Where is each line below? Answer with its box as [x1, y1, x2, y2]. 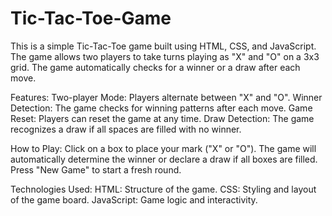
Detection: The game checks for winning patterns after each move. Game [10, 102, 313, 114]
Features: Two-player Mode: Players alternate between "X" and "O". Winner [10, 91, 323, 103]
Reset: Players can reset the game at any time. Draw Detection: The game [10, 112, 315, 124]
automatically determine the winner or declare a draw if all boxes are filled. [10, 153, 318, 165]
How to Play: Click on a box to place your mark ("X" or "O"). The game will [10, 142, 317, 154]
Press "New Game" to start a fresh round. [10, 163, 182, 176]
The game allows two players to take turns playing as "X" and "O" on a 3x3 [10, 50, 320, 62]
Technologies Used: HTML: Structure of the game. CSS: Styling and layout [10, 183, 317, 195]
